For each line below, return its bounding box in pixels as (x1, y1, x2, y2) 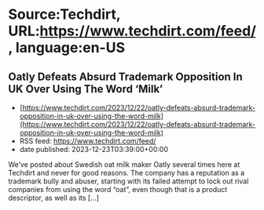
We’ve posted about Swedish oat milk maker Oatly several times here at (8, 160, 240, 169)
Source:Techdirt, (8, 5, 121, 24)
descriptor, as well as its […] (8, 194, 100, 202)
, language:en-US (8, 39, 126, 56)
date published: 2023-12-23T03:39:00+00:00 (19, 145, 169, 154)
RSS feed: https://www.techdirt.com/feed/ (19, 136, 156, 146)
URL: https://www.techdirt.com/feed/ (8, 22, 256, 40)
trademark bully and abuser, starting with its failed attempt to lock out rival (8, 176, 249, 186)
